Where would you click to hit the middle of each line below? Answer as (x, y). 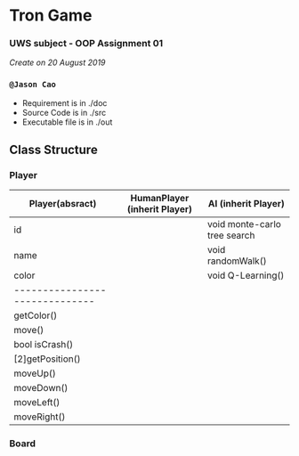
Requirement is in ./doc (65, 102)
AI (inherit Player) (246, 204)
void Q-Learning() (246, 275)
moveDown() (41, 388)
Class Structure (53, 150)
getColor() (36, 315)
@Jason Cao (32, 85)
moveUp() (35, 373)
